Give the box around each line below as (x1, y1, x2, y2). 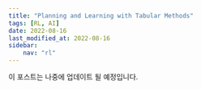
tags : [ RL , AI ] (8, 19, 60, 27)
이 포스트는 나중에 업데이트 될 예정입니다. (8, 72, 139, 81)
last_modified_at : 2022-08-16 (8, 34, 111, 42)
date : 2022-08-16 (8, 26, 67, 34)
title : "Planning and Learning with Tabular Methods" (8, 11, 195, 20)
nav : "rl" (23, 49, 57, 57)
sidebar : (8, 42, 38, 50)
